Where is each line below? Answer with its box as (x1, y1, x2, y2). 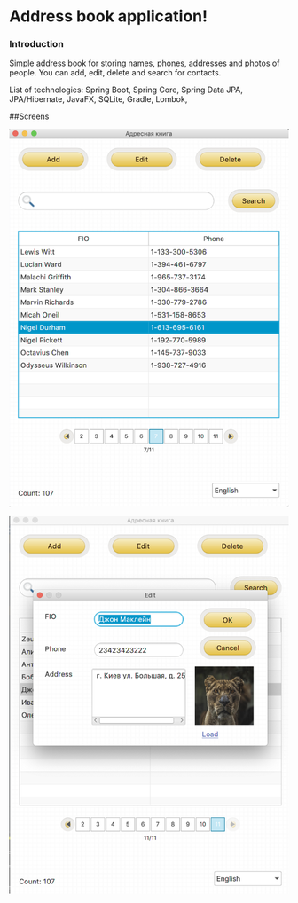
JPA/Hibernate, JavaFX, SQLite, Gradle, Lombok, (9, 94, 188, 105)
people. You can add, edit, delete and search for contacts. (9, 67, 222, 78)
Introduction (9, 38, 64, 51)
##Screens (9, 111, 50, 122)
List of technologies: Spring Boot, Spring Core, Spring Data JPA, (9, 84, 244, 95)
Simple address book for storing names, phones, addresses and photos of (9, 58, 280, 68)
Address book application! (9, 6, 208, 27)
